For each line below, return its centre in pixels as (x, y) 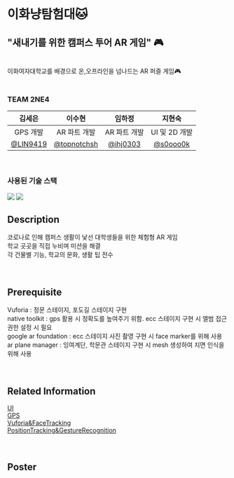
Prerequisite (35, 292)
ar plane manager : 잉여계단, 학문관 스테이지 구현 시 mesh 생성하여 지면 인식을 (116, 345)
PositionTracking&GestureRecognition (62, 430)
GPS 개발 (29, 132)
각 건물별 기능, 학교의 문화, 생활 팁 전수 (60, 255)
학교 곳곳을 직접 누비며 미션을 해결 (54, 246)
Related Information (51, 391)
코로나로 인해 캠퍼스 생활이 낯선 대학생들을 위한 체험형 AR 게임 (92, 237)
